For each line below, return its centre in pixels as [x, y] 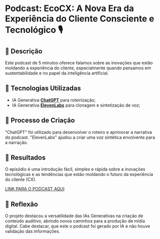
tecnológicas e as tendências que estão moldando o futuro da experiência [79, 175]
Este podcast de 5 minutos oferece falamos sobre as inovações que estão [79, 63]
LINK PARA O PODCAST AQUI [35, 189]
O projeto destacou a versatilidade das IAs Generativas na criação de [74, 216]
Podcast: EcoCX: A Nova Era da [70, 8]
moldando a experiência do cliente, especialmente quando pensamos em [78, 68]
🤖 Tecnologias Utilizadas [43, 88]
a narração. [16, 142]
